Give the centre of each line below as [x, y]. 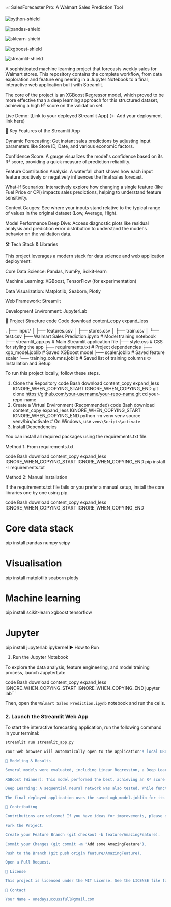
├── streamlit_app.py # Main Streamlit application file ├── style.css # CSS [84, 341]
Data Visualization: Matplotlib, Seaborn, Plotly [53, 291]
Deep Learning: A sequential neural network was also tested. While [79, 789]
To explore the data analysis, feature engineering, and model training [78, 667]
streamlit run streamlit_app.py [39, 743]
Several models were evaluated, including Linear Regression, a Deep [81, 770]
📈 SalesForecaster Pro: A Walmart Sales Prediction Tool [64, 7]
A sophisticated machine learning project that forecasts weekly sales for [81, 69]
